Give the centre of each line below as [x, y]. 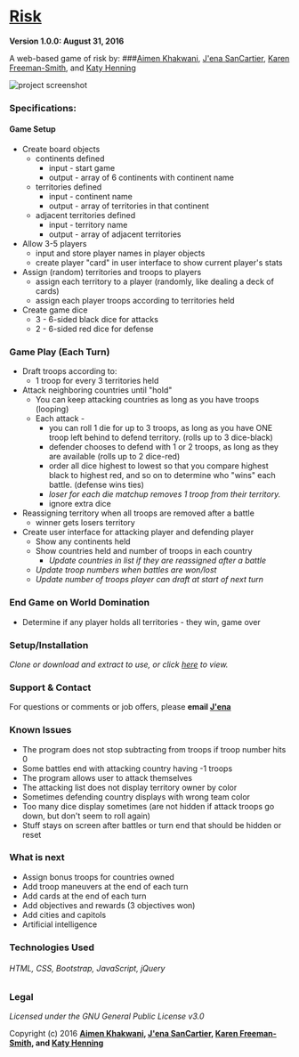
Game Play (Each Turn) [60, 352]
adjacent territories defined [85, 215]
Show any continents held [83, 541]
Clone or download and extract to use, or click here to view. [119, 664]
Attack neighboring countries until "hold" [97, 390]
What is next [37, 858]
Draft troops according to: [69, 371]
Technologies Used [52, 947]
